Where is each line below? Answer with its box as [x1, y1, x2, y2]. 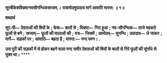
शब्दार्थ [5, 15, 15, 20]
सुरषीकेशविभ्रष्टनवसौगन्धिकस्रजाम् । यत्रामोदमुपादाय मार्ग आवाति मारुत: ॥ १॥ [5, 5, 125, 10]
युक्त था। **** [5, 51, 30, 57]
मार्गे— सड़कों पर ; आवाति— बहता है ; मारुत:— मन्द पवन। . [5, 36, 101, 42]
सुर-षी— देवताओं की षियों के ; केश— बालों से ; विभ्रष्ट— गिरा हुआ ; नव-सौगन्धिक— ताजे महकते [5, 25, 156, 30]
